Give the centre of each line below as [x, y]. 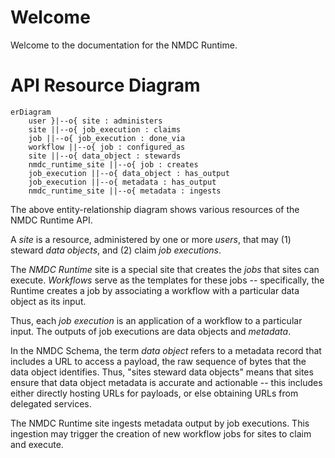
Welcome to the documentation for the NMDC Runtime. [124, 45]
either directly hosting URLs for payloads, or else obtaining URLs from [154, 393]
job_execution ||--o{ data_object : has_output [129, 173]
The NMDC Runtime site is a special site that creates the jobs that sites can [165, 269]
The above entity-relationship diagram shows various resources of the [155, 209]
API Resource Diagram [105, 85]
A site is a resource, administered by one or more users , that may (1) [151, 239]
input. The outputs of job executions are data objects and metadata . [151, 331]
